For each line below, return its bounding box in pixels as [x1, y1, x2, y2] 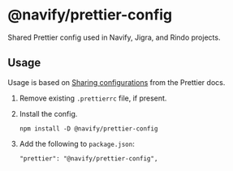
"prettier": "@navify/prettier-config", [19, 154, 158, 163]
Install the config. [19, 109, 78, 118]
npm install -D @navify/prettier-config [19, 124, 158, 133]
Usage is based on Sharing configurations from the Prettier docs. [7, 77, 226, 87]
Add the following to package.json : [19, 139, 135, 148]
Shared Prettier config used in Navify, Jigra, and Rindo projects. [7, 32, 221, 42]
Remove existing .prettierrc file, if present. [19, 93, 167, 103]
